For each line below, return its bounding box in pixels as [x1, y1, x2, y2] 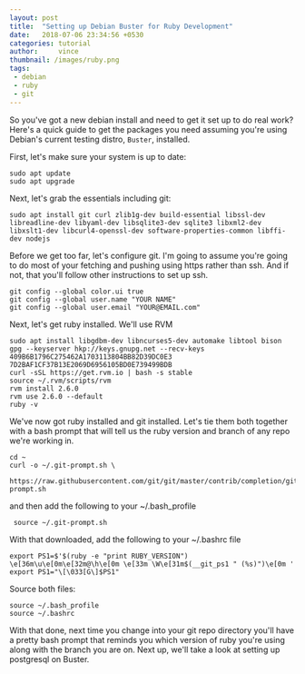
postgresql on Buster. [9, 653, 90, 664]
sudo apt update [9, 169, 71, 178]
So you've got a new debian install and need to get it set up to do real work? [9, 114, 294, 125]
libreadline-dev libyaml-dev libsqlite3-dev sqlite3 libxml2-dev [9, 218, 261, 227]
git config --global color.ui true [9, 287, 144, 296]
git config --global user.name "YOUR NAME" [9, 294, 177, 304]
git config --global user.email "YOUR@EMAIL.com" [9, 302, 202, 312]
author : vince [9, 47, 79, 56]
